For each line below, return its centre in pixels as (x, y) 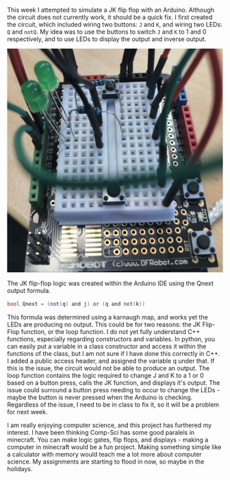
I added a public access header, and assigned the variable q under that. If (111, 361)
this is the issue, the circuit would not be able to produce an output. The (108, 368)
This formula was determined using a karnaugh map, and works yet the (108, 317)
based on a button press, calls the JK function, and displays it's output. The (114, 383)
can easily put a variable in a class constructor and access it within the (107, 346)
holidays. (20, 469)
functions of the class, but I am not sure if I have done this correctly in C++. (114, 354)
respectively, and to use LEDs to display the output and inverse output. (107, 39)
